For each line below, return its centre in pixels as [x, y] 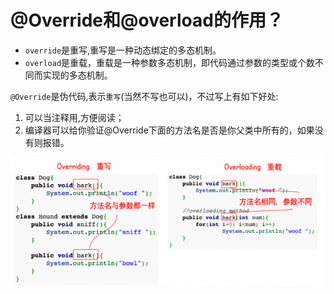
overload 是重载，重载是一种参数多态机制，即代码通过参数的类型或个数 [170, 62]
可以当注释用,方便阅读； [74, 117]
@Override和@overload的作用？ [147, 20]
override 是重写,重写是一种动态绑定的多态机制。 [123, 50]
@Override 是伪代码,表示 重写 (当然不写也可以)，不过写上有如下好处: [144, 96]
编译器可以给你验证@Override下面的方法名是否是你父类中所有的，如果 [169, 130]
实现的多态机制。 [77, 75]
